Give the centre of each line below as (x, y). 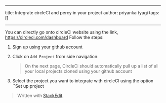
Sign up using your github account (47, 47)
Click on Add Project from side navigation (55, 56)
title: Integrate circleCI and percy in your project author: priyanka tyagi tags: (82, 13)
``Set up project (28, 86)
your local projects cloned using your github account (78, 71)
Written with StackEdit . (41, 96)
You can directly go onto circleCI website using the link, (62, 32)
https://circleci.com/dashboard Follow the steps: (54, 37)
